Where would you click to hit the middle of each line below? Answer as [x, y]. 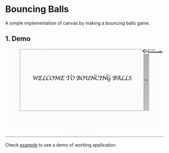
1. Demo [18, 39]
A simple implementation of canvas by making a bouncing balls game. [78, 23]
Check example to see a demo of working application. [61, 145]
